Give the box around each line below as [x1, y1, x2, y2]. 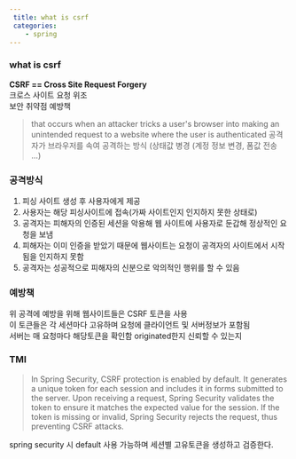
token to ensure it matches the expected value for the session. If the [30, 401, 280, 413]
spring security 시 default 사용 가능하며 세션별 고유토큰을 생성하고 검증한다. [9, 439, 274, 449]
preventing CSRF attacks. [30, 421, 124, 431]
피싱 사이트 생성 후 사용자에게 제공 [21, 195, 141, 206]
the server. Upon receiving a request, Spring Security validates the [30, 392, 275, 403]
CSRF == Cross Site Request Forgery [9, 79, 148, 90]
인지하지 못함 [38, 250, 84, 262]
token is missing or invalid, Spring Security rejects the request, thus [30, 411, 277, 422]
